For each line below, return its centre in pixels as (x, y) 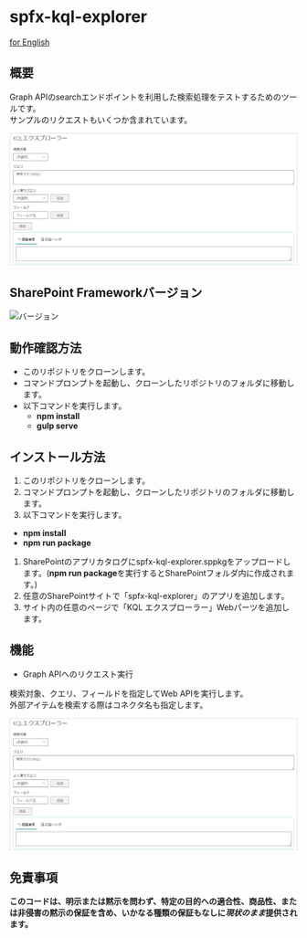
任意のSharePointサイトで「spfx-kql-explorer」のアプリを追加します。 (156, 596)
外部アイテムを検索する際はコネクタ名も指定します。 (109, 704)
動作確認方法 (46, 348)
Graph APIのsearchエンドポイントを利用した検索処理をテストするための (145, 97)
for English (30, 42)
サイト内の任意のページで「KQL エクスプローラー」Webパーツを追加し (156, 607)
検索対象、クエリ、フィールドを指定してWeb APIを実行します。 (129, 693)
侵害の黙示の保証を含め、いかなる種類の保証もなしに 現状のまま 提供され (161, 913)
